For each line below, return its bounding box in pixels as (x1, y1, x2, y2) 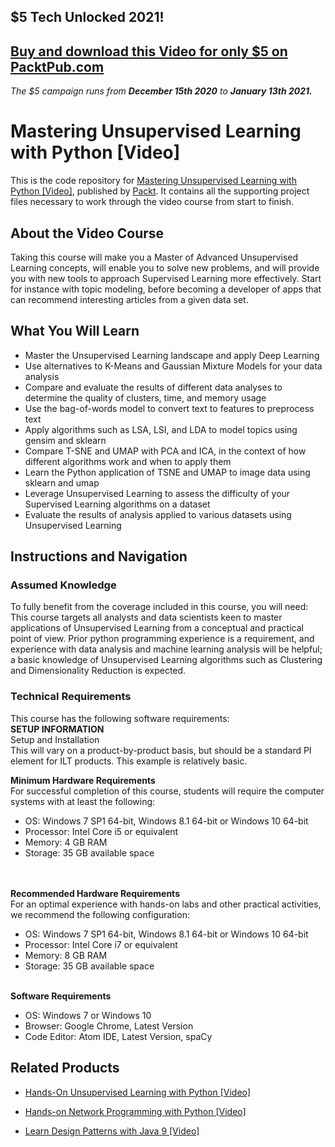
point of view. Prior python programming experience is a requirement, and (10, 633, 315, 645)
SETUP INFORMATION (10, 723, 105, 735)
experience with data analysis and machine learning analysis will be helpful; (10, 643, 323, 655)
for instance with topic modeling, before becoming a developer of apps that (10, 283, 322, 295)
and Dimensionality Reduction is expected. (10, 665, 187, 677)
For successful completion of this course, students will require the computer (10, 785, 325, 797)
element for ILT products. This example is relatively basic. (10, 755, 248, 767)
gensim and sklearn (24, 434, 107, 446)
